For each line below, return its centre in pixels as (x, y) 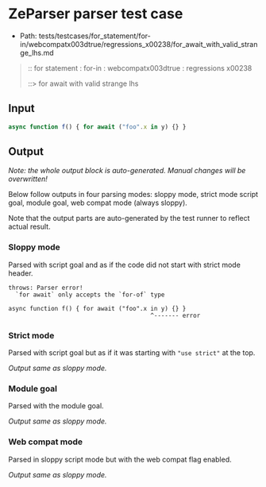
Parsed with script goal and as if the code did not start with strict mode (124, 265)
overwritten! (28, 179)
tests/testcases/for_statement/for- (94, 36)
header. (21, 273)
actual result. (29, 226)
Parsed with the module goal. (56, 406)
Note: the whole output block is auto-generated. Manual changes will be (127, 171)
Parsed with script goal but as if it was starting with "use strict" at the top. (132, 353)
